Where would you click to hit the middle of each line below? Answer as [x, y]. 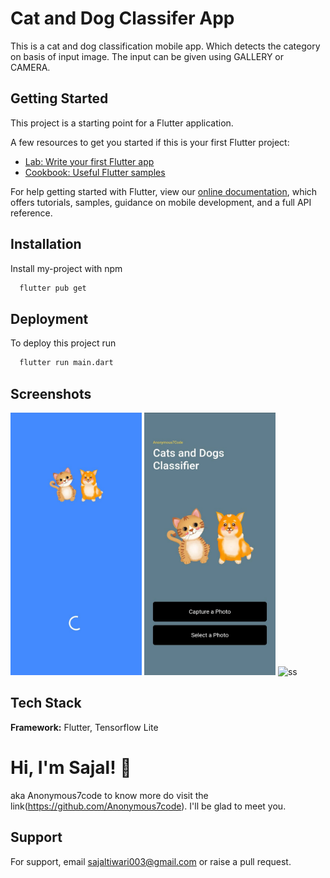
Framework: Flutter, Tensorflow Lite [84, 727]
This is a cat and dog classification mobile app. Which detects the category [165, 46]
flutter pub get [53, 288]
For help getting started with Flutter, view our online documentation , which [164, 191]
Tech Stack [46, 703]
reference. [31, 213]
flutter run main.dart [66, 363]
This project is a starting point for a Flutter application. [122, 123]
